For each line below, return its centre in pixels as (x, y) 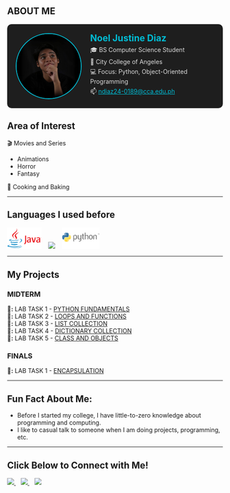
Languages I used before (61, 215)
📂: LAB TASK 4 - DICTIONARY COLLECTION (69, 331)
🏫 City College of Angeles (126, 62)
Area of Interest (41, 126)
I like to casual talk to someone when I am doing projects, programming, (118, 430)
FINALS (20, 356)
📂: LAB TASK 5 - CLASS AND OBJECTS (63, 338)
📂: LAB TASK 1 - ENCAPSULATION (55, 371)
